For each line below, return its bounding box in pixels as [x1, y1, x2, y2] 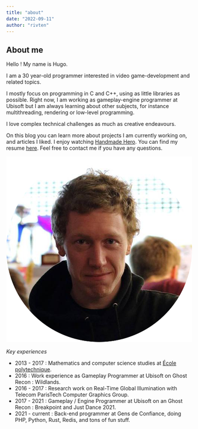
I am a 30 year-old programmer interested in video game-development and [6, 72, 190, 80]
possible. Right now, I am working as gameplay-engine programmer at [6, 96, 178, 103]
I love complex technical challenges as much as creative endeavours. [6, 121, 177, 128]
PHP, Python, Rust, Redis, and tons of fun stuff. [14, 417, 131, 424]
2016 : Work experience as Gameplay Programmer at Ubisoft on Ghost [14, 372, 187, 380]
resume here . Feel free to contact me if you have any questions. [6, 144, 163, 152]
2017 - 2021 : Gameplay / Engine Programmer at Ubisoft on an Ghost [14, 398, 183, 405]
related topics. [6, 78, 42, 86]
